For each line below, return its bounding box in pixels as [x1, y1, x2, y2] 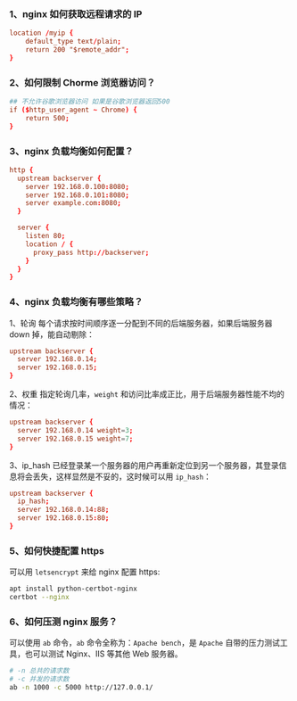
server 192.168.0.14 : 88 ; [17, 506, 110, 515]
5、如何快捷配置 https [9, 544, 105, 557]
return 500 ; [25, 113, 70, 122]
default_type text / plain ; [25, 37, 122, 46]
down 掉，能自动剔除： [9, 328, 95, 340]
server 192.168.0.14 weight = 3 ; [17, 425, 134, 434]
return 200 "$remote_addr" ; [25, 45, 129, 54]
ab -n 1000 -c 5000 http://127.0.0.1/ [9, 683, 153, 692]
